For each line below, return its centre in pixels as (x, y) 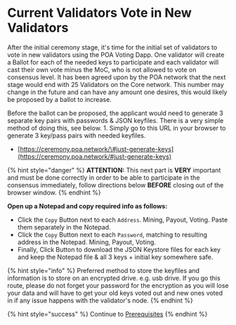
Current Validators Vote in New (99, 13)
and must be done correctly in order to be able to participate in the (104, 178)
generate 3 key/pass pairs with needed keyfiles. (77, 135)
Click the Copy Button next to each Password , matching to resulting (112, 234)
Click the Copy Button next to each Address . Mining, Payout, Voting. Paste (123, 220)
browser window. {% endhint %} (54, 192)
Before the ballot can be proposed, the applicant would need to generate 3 (115, 113)
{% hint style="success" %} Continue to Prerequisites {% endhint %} (107, 314)
